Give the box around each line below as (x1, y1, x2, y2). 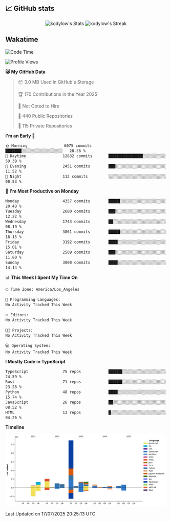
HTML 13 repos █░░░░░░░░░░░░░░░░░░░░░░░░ (5, 410, 166, 415)
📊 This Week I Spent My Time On (5, 274, 78, 280)
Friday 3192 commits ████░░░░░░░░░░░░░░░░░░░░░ (5, 240, 166, 245)
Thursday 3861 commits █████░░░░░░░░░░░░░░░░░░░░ (5, 229, 166, 234)
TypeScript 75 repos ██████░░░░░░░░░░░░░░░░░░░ (5, 369, 166, 374)
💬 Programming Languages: (5, 297, 60, 302)
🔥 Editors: (5, 312, 29, 317)
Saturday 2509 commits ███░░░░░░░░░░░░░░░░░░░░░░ (5, 250, 166, 255)
